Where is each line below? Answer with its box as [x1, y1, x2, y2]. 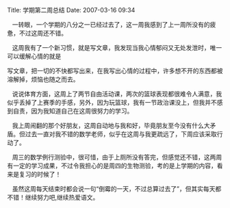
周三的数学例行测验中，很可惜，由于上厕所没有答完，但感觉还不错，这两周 [12, 153, 222, 161]
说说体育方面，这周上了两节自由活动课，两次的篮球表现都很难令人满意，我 [12, 90, 222, 98]
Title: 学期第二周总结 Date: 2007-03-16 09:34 [7, 6, 136, 14]
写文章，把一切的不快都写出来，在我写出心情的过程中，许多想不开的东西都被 [7, 67, 223, 75]
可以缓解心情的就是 [7, 52, 62, 60]
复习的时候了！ [18, 170, 62, 178]
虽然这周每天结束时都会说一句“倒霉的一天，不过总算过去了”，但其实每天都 [12, 185, 222, 193]
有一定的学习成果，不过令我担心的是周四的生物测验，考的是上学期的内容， [7, 161, 217, 170]
